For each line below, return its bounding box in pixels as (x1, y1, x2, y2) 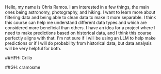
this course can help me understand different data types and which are (5, 19, 147, 25)
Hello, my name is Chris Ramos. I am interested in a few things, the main (5, 4, 149, 10)
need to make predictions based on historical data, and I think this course (5, 30, 152, 36)
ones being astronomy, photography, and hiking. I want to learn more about (5, 9, 156, 15)
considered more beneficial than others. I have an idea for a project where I (5, 25, 156, 31)
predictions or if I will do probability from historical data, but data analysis (5, 40, 152, 46)
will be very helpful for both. (5, 46, 62, 51)
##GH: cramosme (5, 64, 41, 70)
